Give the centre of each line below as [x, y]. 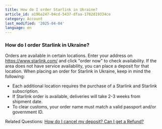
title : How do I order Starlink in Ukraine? [51, 10]
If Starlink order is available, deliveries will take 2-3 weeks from [76, 97]
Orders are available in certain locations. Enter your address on [69, 56]
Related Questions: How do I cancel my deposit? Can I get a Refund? [74, 122]
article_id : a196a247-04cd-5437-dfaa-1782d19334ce [58, 14]
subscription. [26, 91]
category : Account [24, 19]
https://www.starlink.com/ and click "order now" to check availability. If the [81, 61]
